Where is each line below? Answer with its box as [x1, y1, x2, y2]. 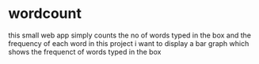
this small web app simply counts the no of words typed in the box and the [8, 30, 252, 40]
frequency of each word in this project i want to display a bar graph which [8, 38, 249, 48]
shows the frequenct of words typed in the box [8, 47, 162, 56]
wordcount [8, 5, 82, 23]
